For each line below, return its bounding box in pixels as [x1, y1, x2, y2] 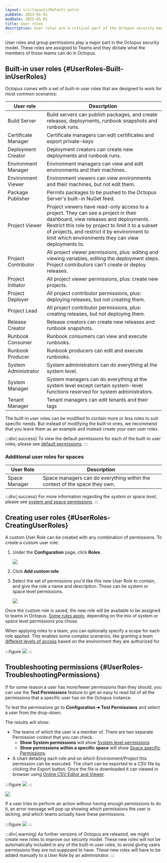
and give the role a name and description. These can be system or [12, 583, 148, 589]
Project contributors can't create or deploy [46, 261, 146, 268]
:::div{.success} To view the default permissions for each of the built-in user [5, 435, 161, 441]
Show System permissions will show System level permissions [19, 739, 150, 745]
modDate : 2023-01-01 [5, 16, 48, 21]
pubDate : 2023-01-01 [5, 12, 48, 17]
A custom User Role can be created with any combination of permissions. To [5, 534, 162, 541]
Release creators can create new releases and [46, 318, 155, 325]
